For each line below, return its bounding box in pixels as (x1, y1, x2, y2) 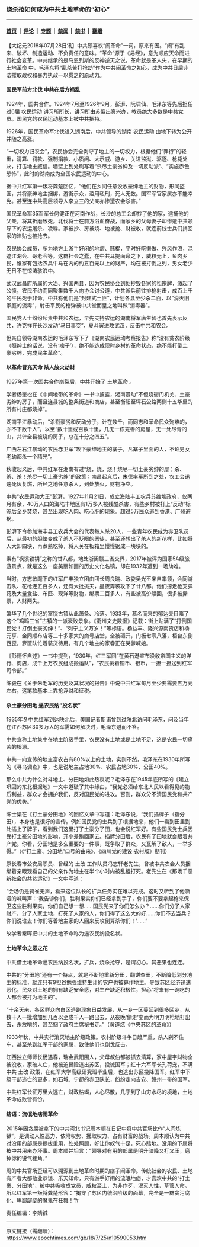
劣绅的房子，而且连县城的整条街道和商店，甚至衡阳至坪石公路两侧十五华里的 (6, 398, 193, 405)
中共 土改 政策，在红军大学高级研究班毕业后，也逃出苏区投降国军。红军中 (6, 1068, 185, 1076)
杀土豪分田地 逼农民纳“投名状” (6, 701, 81, 709)
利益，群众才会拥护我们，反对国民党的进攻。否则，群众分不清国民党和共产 (11, 791, 193, 798)
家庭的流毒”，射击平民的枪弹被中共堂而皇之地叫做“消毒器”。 (6, 302, 153, 309)
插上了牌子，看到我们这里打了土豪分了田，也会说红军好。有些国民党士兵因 (11, 825, 193, 833)
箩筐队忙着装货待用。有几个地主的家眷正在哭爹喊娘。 (21, 639, 152, 646)
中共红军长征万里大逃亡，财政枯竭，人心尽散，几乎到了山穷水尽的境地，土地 (6, 1088, 193, 1095)
